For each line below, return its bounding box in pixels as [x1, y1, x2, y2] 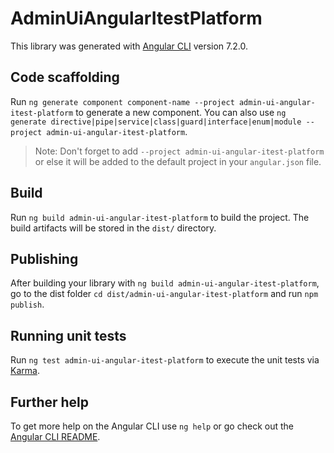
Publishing [10, 250, 79, 267]
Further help [10, 393, 90, 411]
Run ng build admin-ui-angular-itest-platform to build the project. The [10, 211, 310, 223]
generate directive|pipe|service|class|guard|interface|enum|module [10, 117, 302, 127]
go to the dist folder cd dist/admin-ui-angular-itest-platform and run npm [10, 288, 319, 300]
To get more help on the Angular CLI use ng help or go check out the [10, 420, 294, 432]
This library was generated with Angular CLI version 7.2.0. [10, 40, 248, 52]
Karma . [10, 365, 40, 377]
